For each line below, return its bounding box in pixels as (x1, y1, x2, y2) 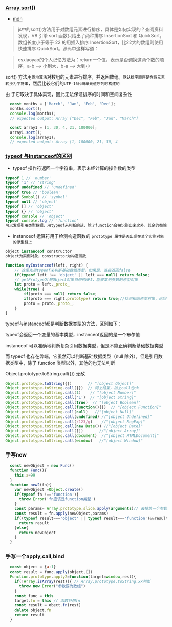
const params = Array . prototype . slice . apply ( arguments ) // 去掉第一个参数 (14, 506, 167, 511)
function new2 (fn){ (10, 482, 52, 487)
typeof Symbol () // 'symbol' (5, 195, 68, 200)
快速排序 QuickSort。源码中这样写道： (17, 46, 99, 52)
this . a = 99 (14, 473, 36, 478)
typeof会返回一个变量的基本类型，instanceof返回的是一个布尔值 (5, 331, 140, 337)
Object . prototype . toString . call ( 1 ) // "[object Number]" (5, 390, 137, 395)
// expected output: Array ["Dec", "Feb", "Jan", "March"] (10, 116, 139, 121)
